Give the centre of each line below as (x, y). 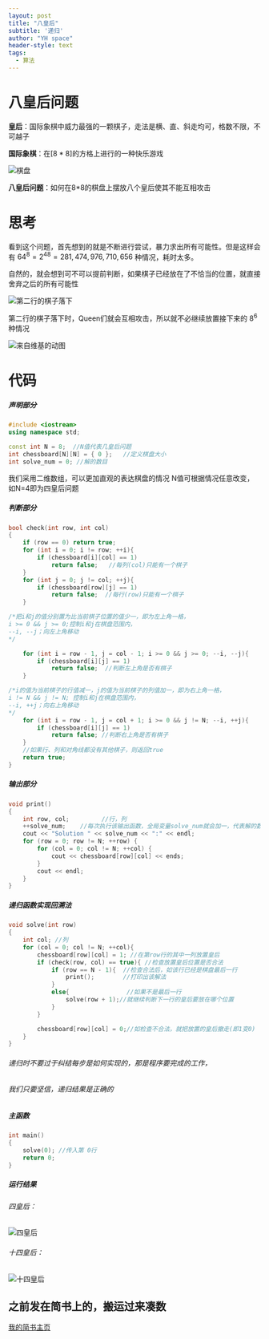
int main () (26, 1135)
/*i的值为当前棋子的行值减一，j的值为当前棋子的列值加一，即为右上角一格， (117, 690)
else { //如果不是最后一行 (116, 992)
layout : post (30, 16)
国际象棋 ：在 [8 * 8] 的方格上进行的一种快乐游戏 (86, 153)
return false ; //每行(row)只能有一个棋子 (117, 595)
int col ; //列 (46, 940)
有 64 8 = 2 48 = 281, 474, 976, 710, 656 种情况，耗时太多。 (103, 256)
